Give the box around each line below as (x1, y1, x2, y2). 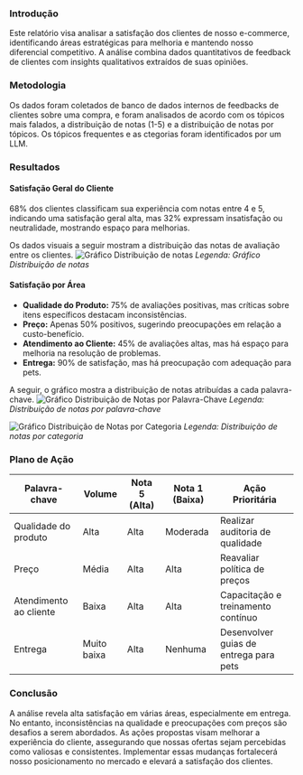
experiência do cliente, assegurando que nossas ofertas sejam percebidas (9, 736, 287, 747)
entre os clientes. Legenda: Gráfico (9, 249, 261, 260)
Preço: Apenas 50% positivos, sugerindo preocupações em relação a (22, 319, 282, 330)
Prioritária (233, 493, 277, 506)
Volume (83, 488, 117, 500)
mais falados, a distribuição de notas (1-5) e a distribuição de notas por (9, 118, 274, 129)
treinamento (220, 600, 272, 612)
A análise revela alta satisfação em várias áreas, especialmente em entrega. (9, 707, 291, 718)
